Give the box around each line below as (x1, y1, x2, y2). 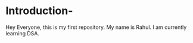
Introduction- (5, 4, 73, 18)
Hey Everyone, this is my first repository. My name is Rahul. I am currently (5, 24, 187, 31)
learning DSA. (5, 29, 40, 37)
